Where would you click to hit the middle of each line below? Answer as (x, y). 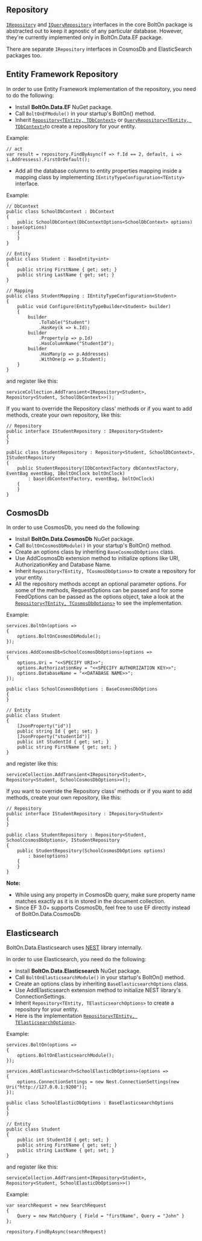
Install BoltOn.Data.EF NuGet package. (64, 107)
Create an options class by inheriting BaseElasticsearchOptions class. (102, 984)
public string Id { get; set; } (58, 731)
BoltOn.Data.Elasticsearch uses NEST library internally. (74, 948)
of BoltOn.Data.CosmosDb (48, 914)
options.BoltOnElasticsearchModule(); (66, 1056)
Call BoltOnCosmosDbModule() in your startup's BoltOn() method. (93, 546)
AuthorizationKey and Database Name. (63, 565)
